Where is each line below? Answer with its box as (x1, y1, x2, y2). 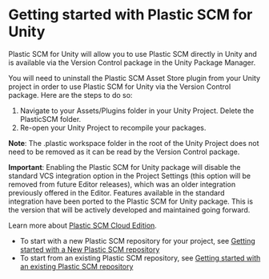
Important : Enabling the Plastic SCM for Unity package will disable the (8, 162, 241, 172)
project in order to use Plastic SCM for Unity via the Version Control (8, 82, 231, 91)
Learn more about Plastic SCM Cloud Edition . (8, 220, 158, 230)
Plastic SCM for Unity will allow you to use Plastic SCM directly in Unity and (8, 49, 258, 59)
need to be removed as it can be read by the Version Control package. (8, 147, 240, 156)
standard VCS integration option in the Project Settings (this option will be (8, 171, 251, 180)
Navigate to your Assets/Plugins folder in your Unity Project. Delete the (19, 106, 255, 115)
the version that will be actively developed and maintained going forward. (8, 204, 251, 214)
